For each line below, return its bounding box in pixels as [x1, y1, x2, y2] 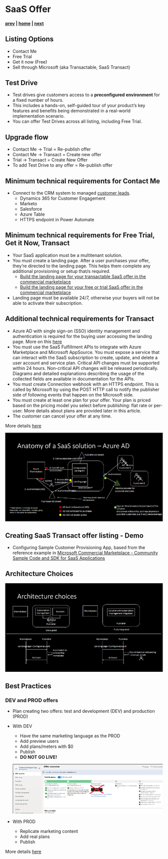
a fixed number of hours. [12, 97, 64, 103]
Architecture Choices [5, 570, 73, 578]
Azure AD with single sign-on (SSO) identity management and [12, 328, 140, 334]
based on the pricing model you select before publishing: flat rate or [12, 402, 153, 408]
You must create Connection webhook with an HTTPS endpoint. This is [12, 381, 159, 387]
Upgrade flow [5, 133, 48, 141]
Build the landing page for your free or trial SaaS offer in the [19, 284, 143, 290]
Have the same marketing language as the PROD [19, 732, 120, 739]
